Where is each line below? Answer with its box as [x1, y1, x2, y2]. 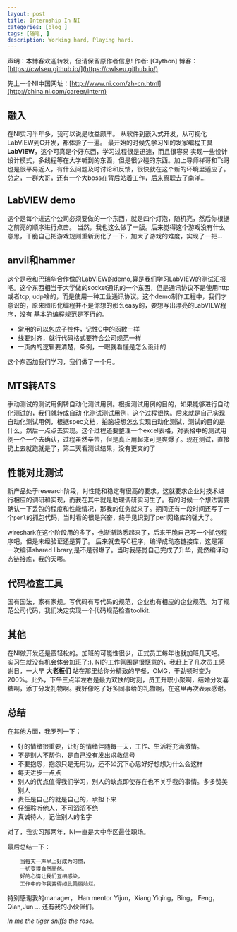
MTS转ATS [7, 380, 56, 392]
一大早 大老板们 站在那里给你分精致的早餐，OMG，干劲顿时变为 [25, 666, 212, 674]
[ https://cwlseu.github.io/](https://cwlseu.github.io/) [7, 65, 159, 73]
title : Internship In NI [7, 17, 80, 24]
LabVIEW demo [7, 195, 76, 207]
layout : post [7, 10, 46, 18]
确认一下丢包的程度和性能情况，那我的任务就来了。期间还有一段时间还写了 [7, 504, 224, 513]
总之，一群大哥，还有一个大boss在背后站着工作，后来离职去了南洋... [7, 174, 206, 182]
